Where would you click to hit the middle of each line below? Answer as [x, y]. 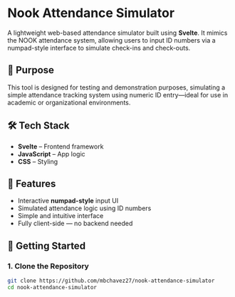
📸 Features [32, 184]
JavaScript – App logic [51, 153]
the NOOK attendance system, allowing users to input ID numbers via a [111, 40]
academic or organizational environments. [69, 102]
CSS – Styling [38, 161]
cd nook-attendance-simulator [52, 287]
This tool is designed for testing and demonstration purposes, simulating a [116, 87]
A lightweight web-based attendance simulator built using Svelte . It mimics [117, 33]
